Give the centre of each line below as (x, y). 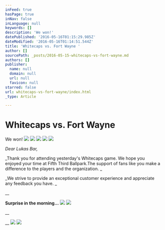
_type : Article (21, 96)
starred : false (21, 87)
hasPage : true (20, 14)
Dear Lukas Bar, (21, 149)
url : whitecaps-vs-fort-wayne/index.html (48, 92)
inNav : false (18, 19)
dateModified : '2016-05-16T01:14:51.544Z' (49, 42)
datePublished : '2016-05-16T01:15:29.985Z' (50, 37)
